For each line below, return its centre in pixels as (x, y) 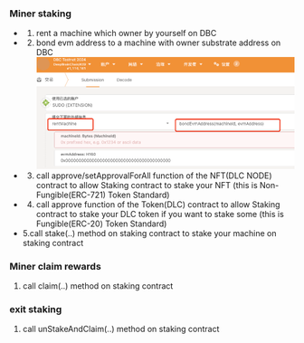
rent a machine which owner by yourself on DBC (126, 33)
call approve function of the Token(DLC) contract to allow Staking (158, 204)
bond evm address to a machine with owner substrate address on (158, 43)
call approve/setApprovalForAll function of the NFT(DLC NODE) (154, 176)
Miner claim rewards (55, 266)
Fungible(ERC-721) (71, 195)
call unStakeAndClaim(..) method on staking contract (121, 329)
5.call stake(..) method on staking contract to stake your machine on (150, 233)
